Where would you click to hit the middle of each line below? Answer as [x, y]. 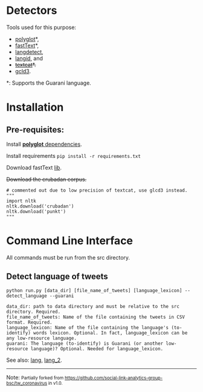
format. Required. [29, 322]
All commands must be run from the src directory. [68, 257]
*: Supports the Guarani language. [49, 83]
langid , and [29, 58]
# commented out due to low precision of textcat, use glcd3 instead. [97, 190]
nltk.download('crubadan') [40, 206]
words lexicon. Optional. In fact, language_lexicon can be [110, 333]
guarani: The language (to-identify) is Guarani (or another [85, 343]
